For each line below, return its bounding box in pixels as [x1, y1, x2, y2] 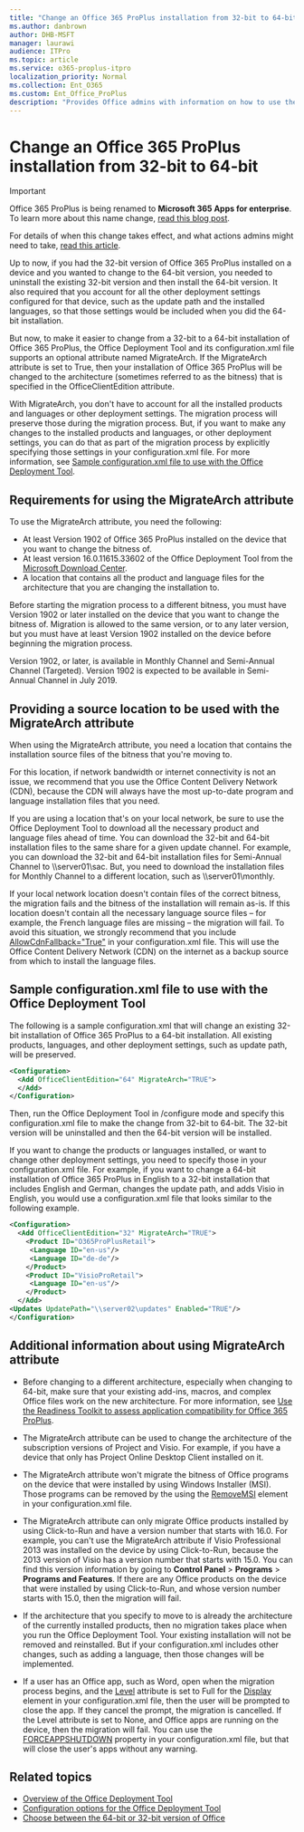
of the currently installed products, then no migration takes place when [22, 1619, 288, 1631]
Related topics [9, 1769, 92, 1785]
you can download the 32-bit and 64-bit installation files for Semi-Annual [9, 851, 282, 862]
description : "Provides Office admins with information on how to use [9, 97, 281, 107]
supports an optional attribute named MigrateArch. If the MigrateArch [9, 352, 268, 363]
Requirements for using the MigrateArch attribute [9, 492, 294, 507]
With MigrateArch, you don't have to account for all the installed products [9, 399, 283, 410]
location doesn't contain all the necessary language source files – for [9, 907, 267, 918]
